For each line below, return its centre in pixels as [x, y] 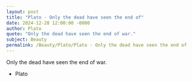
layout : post [23, 12]
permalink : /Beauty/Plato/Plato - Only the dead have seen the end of [97, 45]
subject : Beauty [26, 40]
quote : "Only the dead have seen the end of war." [71, 34]
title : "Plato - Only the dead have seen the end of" [75, 17]
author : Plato [24, 28]
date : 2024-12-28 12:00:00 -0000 [48, 23]
